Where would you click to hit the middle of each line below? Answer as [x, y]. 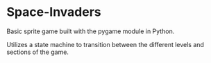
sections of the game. [37, 52]
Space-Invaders [54, 12]
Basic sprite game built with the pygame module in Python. [91, 31]
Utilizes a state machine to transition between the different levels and [105, 44]
